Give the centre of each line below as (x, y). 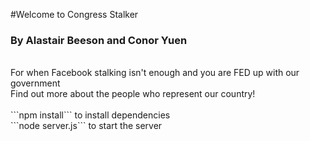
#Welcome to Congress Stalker (74, 14)
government (35, 83)
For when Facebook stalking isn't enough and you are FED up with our (155, 73)
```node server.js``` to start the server (86, 126)
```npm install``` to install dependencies (90, 115)
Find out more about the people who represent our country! (133, 94)
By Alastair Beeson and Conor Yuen (99, 40)
